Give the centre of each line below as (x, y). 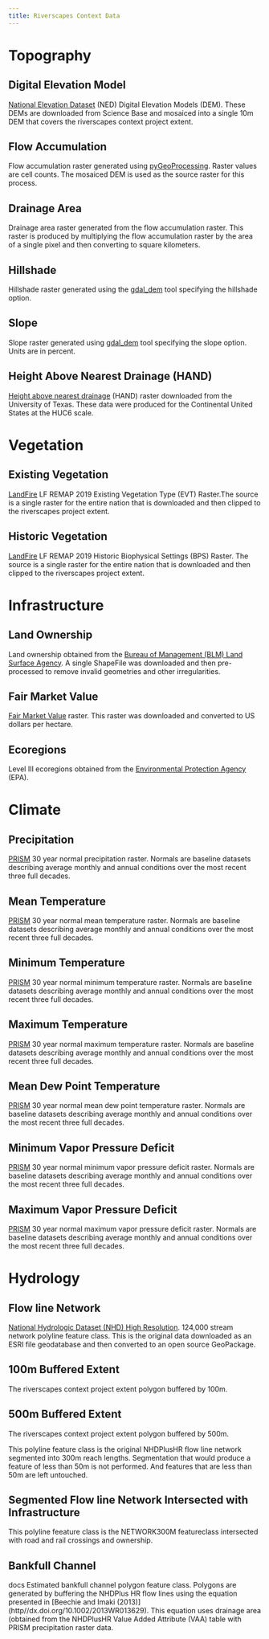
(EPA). (19, 778)
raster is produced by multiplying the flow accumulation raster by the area (130, 236)
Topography (50, 55)
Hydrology (44, 1279)
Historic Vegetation (58, 536)
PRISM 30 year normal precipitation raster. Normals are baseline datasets (130, 859)
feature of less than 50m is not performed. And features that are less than (130, 1466)
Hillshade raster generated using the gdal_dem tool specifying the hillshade (133, 289)
